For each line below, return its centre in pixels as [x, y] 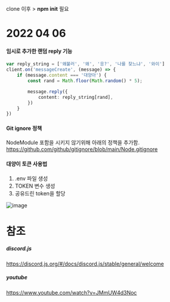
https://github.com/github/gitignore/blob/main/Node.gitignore [82, 149]
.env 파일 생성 [31, 178]
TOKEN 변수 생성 [35, 186]
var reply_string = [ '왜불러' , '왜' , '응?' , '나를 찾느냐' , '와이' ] [86, 64]
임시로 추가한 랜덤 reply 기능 [39, 51]
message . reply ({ [48, 92]
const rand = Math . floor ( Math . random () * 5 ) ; [85, 81]
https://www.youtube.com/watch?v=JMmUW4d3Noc [72, 292]
